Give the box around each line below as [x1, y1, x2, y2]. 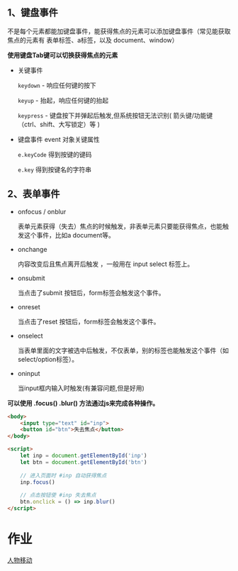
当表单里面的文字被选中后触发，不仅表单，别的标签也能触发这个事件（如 [17, 346, 229, 355]
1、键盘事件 [7, 6, 59, 19]
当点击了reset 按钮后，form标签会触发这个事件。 [17, 317, 160, 326]
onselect [17, 331, 44, 340]
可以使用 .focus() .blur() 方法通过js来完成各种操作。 [7, 399, 159, 407]
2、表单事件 [7, 188, 60, 200]
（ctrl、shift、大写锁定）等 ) [17, 120, 101, 128]
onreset [17, 302, 40, 311]
